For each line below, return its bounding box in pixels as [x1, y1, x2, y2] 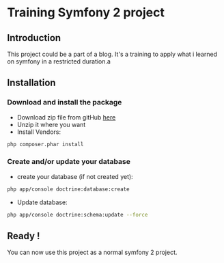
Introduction [7, 32, 61, 44]
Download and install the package [7, 98, 122, 107]
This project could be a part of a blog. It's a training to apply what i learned [7, 50, 217, 58]
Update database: [16, 198, 68, 206]
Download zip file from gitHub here [16, 113, 116, 121]
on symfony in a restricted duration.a [7, 57, 111, 66]
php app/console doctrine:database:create [7, 186, 130, 193]
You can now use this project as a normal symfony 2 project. [7, 248, 178, 257]
